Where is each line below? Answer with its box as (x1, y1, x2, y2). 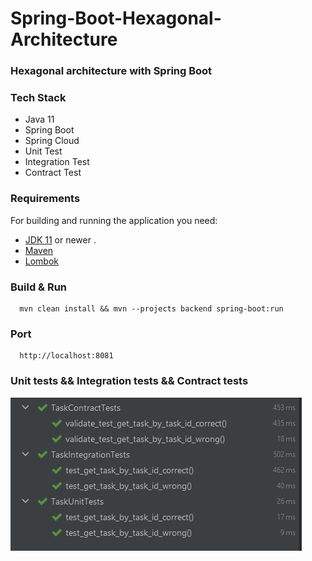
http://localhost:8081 (19, 351, 114, 361)
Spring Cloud (24, 135, 80, 147)
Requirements (10, 192, 81, 206)
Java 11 (24, 113, 55, 126)
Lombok (24, 255, 60, 267)
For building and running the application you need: (10, 214, 218, 226)
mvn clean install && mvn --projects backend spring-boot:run (19, 304, 284, 314)
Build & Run (10, 280, 68, 294)
